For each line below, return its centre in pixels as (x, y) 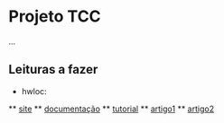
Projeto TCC (55, 17)
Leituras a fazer (53, 70)
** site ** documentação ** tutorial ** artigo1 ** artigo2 (111, 109)
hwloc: (34, 91)
